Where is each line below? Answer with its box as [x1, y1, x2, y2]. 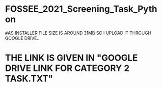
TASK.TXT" [5, 73, 53, 84]
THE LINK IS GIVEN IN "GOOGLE [5, 52, 138, 64]
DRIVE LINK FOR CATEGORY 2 [5, 63, 130, 74]
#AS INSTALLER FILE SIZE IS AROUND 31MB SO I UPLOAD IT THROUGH [5, 30, 151, 36]
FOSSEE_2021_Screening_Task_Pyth [5, 3, 158, 15]
